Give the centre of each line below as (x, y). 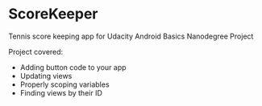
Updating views (46, 75)
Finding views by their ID (61, 92)
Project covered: (36, 51)
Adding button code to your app (73, 67)
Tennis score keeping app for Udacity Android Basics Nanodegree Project (131, 36)
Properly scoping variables (65, 84)
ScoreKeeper (53, 14)
